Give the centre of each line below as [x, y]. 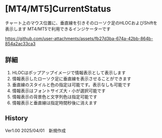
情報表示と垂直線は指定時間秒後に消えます [55, 103]
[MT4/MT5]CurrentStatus [58, 9]
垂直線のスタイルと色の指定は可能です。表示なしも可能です [71, 84]
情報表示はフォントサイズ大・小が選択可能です [59, 91]
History [16, 118]
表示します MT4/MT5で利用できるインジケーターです [58, 29]
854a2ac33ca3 [20, 43]
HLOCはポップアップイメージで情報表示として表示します [69, 72]
